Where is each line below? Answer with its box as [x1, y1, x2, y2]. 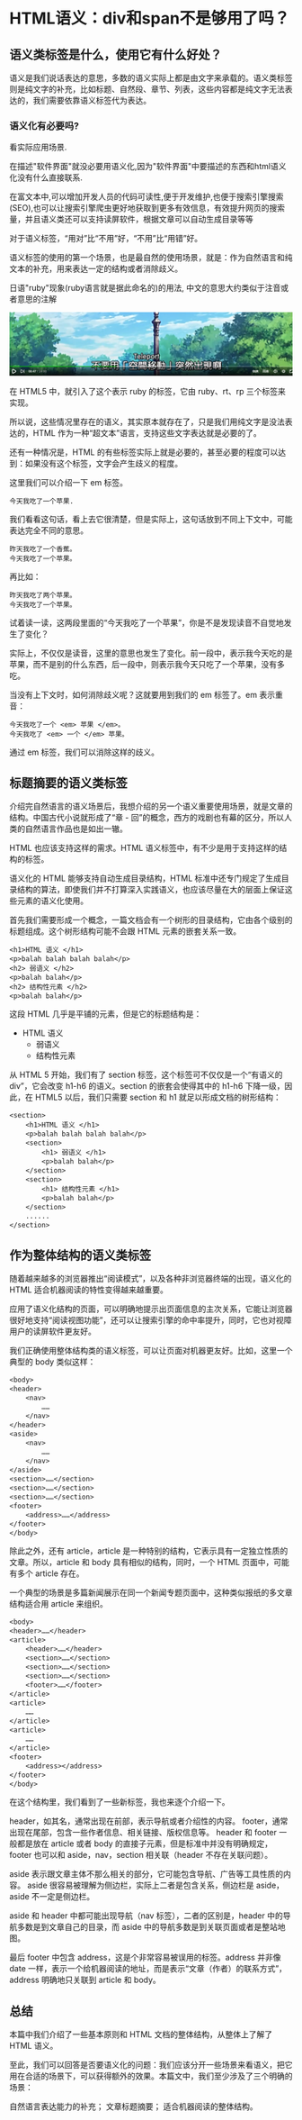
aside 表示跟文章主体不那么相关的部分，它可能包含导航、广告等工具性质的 [9, 1869, 284, 1880]
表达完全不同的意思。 [9, 524, 88, 536]
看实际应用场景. [9, 141, 67, 153]
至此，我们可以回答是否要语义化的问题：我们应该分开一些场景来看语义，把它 [9, 2059, 293, 2070]
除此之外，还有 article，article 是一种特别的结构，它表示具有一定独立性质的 [9, 1545, 289, 1556]
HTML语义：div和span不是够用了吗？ [9, 8, 290, 29]
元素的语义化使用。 [16, 895, 88, 906]
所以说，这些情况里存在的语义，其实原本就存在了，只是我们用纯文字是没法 [9, 416, 285, 427]
